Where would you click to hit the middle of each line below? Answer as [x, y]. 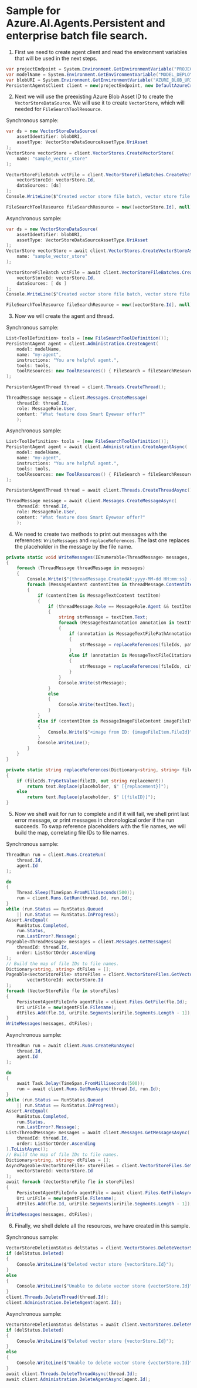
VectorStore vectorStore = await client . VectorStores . [74, 251]
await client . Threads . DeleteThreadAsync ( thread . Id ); [72, 1374]
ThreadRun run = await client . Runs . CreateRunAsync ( [70, 1046]
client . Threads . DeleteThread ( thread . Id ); [57, 1297]
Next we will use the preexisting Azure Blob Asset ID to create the [94, 97]
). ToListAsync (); [27, 1149]
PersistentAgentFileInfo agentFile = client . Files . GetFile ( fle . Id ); [102, 1002]
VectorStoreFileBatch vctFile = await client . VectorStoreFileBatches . [94, 272]
